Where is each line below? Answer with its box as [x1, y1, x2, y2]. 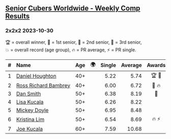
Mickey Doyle [16, 107, 49, 114]
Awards [147, 62, 166, 69]
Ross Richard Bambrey [16, 82, 70, 89]
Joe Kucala [16, 125, 43, 132]
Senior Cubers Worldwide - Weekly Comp [5, 4, 140, 13]
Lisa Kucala [16, 98, 44, 106]
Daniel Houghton [16, 73, 57, 80]
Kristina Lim [16, 116, 45, 123]
